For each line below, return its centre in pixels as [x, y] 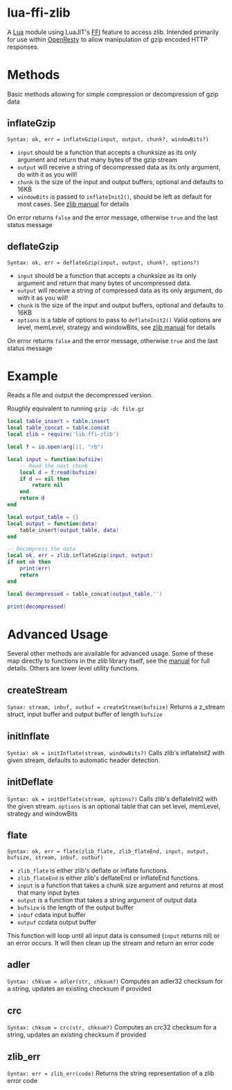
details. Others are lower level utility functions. [73, 668]
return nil [48, 485]
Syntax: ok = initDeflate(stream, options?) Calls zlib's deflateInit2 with [113, 799]
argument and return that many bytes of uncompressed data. [104, 283]
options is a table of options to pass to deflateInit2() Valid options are [119, 320]
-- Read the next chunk [54, 466]
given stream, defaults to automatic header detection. [84, 760]
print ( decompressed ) [37, 606]
